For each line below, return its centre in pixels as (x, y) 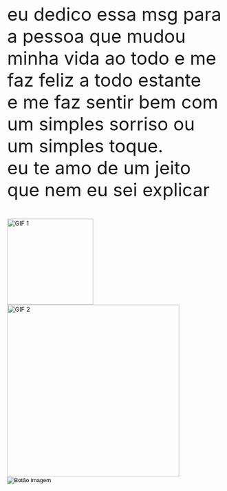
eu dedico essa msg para (115, 14)
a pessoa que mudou (97, 36)
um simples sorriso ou (101, 124)
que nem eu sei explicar (108, 190)
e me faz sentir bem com (113, 102)
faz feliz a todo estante (104, 80)
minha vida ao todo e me (112, 58)
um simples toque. (85, 146)
